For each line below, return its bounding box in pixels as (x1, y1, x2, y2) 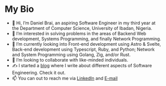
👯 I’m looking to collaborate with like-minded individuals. (11, 57, 128, 63)
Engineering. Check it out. (11, 70, 66, 76)
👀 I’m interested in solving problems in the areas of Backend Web (11, 30, 146, 36)
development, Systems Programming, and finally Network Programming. (11, 36, 161, 42)
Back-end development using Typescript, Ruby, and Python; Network (11, 46, 155, 52)
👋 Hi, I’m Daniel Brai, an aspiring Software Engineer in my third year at (11, 20, 156, 26)
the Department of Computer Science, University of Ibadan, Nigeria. (11, 25, 152, 31)
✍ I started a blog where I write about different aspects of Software (11, 62, 152, 68)
